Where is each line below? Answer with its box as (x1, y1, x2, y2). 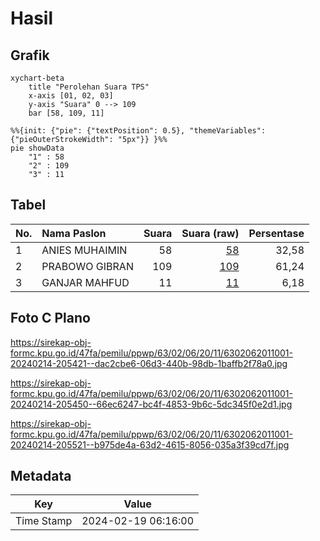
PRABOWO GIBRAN (41, 259, 134, 273)
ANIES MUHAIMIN (41, 243, 128, 257)
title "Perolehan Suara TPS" (28, 82, 150, 92)
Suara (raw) (181, 226, 240, 240)
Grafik (10, 47, 50, 64)
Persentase (248, 226, 305, 240)
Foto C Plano (10, 310, 91, 327)
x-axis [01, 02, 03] (28, 91, 114, 101)
